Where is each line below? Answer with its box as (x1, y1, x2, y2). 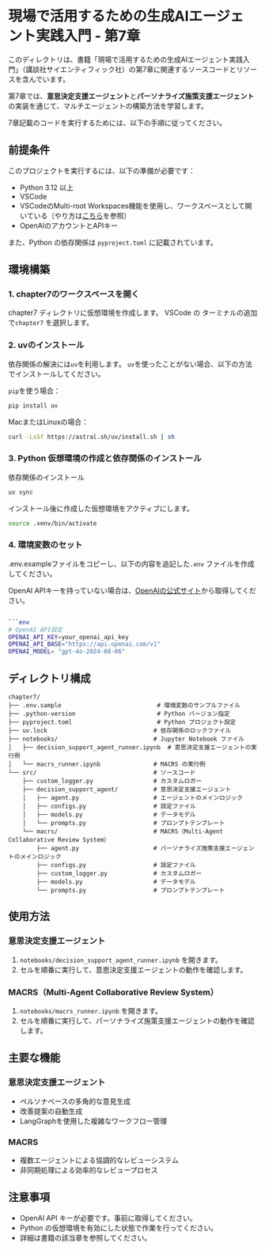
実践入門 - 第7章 (36, 27, 141, 45)
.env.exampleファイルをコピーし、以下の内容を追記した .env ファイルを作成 (8, 559, 255, 568)
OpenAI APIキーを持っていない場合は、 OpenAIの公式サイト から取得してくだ (8, 585, 257, 595)
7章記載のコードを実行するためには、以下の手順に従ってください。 (8, 118, 227, 127)
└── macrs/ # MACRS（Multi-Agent (22, 828, 224, 835)
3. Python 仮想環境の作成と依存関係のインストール (8, 453, 202, 464)
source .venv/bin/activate (8, 519, 97, 527)
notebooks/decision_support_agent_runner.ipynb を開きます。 (19, 955, 223, 964)
